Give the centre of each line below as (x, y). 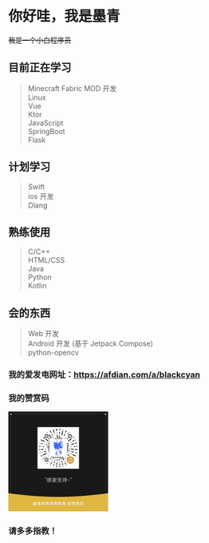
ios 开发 (41, 196)
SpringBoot (46, 131)
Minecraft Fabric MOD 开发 (72, 88)
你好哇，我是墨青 (65, 16)
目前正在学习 (40, 67)
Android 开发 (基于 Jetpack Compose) (91, 343)
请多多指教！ (33, 531)
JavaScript (45, 123)
